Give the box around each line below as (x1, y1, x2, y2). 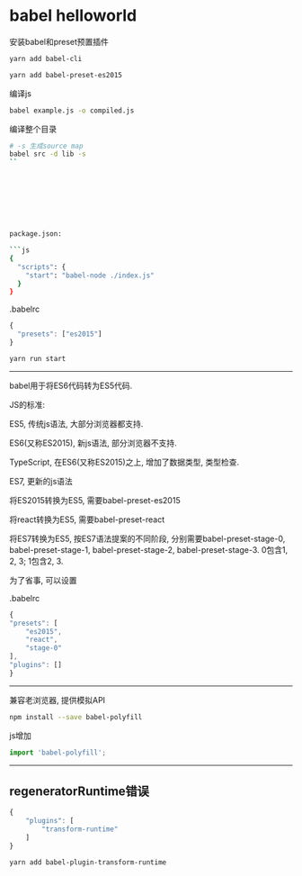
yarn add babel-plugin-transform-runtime (9, 857, 167, 867)
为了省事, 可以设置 (9, 574, 77, 585)
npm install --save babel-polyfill (9, 712, 143, 721)
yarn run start (9, 354, 67, 363)
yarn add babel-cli (9, 54, 83, 63)
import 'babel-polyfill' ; (9, 748, 106, 757)
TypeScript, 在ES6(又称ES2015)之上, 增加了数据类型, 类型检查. (9, 456, 240, 467)
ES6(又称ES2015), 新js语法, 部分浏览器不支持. (9, 438, 177, 448)
